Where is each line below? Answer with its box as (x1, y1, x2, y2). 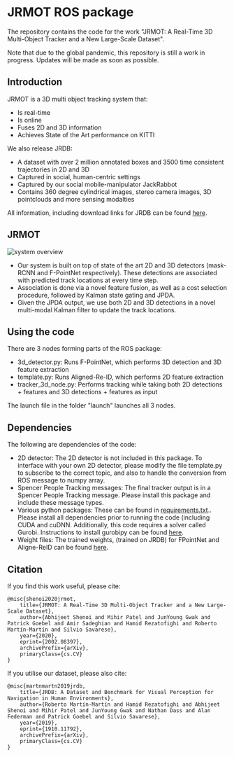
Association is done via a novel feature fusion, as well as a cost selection (17, 283, 227, 291)
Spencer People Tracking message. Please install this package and (17, 491, 211, 499)
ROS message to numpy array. (17, 476, 105, 485)
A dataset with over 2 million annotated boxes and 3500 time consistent (17, 158, 224, 166)
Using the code (7, 326, 75, 338)
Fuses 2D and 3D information (17, 123, 102, 132)
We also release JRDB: (7, 144, 73, 153)
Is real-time (17, 108, 51, 116)
